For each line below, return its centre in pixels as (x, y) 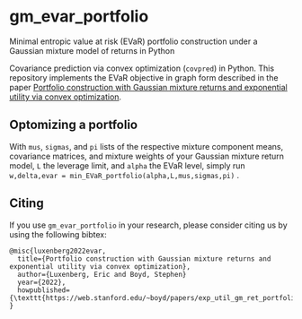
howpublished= (44, 290)
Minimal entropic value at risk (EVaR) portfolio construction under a (133, 41)
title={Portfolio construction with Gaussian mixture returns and (144, 259)
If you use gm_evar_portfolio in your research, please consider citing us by (148, 225)
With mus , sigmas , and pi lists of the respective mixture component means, (147, 146)
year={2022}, (42, 282)
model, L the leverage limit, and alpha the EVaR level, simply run (127, 165)
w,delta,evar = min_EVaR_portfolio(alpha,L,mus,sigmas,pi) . (124, 175)
